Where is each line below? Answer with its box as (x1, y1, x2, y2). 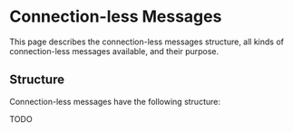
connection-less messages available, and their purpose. (9, 45, 220, 56)
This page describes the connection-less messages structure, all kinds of (9, 36, 284, 47)
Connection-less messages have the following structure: (9, 96, 220, 107)
